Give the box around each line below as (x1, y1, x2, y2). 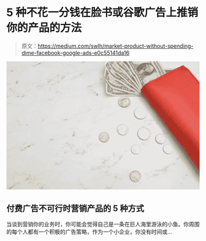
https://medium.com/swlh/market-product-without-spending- (37, 42, 194, 50)
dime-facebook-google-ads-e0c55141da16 (21, 49, 130, 56)
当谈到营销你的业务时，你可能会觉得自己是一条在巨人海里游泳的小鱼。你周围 (6, 220, 200, 228)
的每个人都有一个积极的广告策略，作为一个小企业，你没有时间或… (6, 228, 173, 235)
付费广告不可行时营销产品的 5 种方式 (6, 203, 145, 213)
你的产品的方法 (6, 21, 82, 35)
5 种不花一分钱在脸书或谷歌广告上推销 (6, 6, 199, 20)
